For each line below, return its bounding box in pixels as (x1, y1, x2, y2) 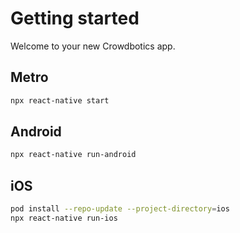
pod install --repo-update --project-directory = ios (10, 204, 230, 214)
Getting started (10, 7, 140, 30)
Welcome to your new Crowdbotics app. (10, 40, 176, 52)
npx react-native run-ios (10, 213, 118, 223)
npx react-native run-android (10, 150, 137, 160)
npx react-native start (10, 95, 110, 106)
